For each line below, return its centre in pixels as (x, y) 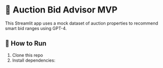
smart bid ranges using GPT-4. (36, 28)
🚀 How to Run (26, 44)
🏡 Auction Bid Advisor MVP (61, 10)
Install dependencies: (34, 60)
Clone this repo (27, 55)
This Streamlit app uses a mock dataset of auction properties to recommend (82, 23)
